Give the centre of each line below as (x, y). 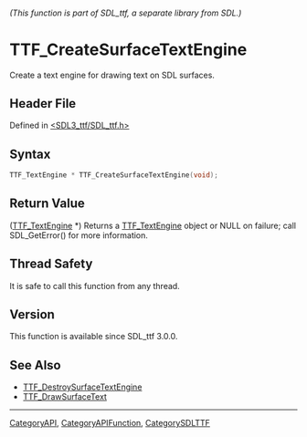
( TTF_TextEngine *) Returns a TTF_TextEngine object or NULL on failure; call (153, 225)
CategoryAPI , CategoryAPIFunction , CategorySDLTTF (110, 423)
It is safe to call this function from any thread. (95, 286)
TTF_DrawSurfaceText (65, 397)
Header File (43, 104)
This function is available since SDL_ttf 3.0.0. (94, 337)
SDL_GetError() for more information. (79, 235)
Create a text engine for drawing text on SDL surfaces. (112, 75)
